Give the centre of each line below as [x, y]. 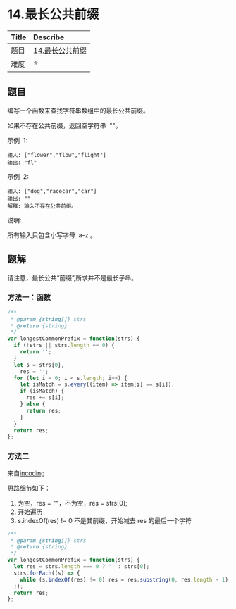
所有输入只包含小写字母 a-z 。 [52, 235]
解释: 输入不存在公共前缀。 [42, 206]
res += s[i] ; [45, 398]
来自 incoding [26, 473]
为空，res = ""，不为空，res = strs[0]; [73, 503]
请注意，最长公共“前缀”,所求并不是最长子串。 [72, 277]
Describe [49, 37]
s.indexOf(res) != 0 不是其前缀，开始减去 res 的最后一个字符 [105, 520]
